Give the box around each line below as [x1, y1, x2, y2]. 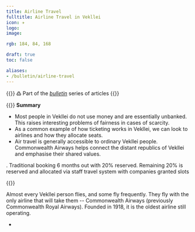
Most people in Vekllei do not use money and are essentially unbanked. [14, 113, 187, 120]
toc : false [6, 57, 33, 63]
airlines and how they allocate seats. [14, 132, 103, 139]
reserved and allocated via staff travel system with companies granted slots [6, 168, 190, 175]
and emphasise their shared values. [14, 150, 101, 157]
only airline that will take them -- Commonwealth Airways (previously [6, 197, 173, 204]
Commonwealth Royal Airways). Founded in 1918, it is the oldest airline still [6, 203, 186, 210]
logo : [6, 25, 19, 31]
